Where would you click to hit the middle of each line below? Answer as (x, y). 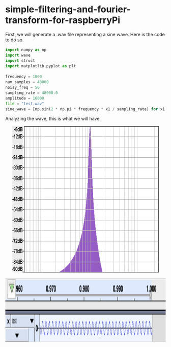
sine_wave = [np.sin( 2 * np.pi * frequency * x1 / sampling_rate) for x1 (85, 109)
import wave (18, 55)
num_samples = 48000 (27, 82)
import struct (20, 60)
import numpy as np (26, 49)
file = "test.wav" (25, 104)
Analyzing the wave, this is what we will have (52, 119)
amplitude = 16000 (25, 98)
